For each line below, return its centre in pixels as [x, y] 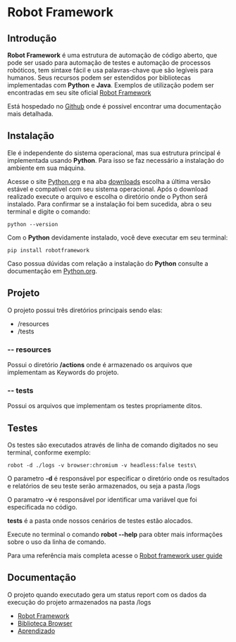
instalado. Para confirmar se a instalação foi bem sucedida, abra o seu [110, 204]
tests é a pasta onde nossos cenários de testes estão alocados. [100, 521]
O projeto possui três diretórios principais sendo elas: [85, 310]
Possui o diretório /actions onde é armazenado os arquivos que [100, 364]
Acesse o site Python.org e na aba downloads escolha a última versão [109, 181]
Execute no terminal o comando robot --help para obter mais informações [115, 535]
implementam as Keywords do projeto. [63, 372]
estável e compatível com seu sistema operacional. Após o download [108, 189]
